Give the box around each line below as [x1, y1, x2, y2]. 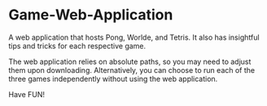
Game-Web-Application [8, 6, 173, 24]
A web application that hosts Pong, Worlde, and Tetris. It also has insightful [8, 32, 260, 42]
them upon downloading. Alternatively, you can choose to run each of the [8, 65, 255, 74]
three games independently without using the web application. [8, 74, 218, 83]
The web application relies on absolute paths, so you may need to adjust [8, 57, 252, 66]
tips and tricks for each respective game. [8, 40, 147, 50]
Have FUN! [8, 89, 46, 99]
